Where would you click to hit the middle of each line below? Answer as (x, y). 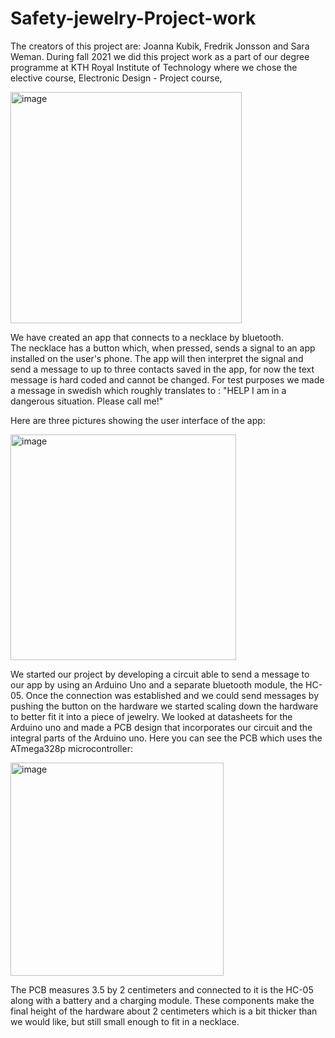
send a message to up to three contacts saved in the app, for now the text (162, 369)
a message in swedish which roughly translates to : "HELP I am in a (148, 390)
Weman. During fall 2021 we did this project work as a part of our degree (160, 56)
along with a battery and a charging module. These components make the (162, 1000)
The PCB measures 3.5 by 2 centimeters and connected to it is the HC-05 (162, 989)
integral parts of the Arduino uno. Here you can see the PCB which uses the (166, 738)
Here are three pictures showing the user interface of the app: (138, 420)
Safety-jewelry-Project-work (133, 18)
